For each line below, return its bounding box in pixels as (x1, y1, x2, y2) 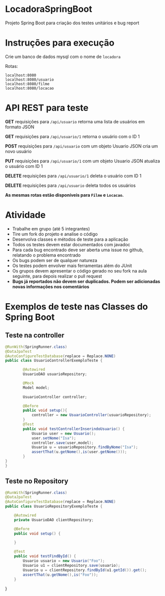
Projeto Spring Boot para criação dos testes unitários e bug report (5, 20, 139, 26)
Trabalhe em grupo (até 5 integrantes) (12, 225, 90, 231)
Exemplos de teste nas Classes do (5, 301, 148, 312)
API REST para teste (5, 103, 89, 113)
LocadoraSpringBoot (5, 3, 92, 15)
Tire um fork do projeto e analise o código (12, 231, 98, 237)
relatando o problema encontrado (12, 252, 81, 258)
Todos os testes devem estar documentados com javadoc (12, 241, 130, 247)
